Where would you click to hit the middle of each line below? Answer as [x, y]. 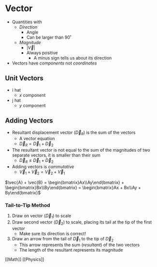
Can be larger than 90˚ [49, 37]
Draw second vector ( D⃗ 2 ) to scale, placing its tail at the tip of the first [82, 222]
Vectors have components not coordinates [54, 63]
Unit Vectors [24, 78]
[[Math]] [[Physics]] [25, 259]
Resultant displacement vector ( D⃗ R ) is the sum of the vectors [74, 133]
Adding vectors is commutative [43, 166]
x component [32, 95]
